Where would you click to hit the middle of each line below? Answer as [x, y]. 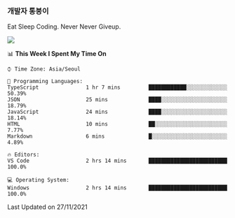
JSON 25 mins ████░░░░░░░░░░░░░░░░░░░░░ [117, 100]
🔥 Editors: [23, 155]
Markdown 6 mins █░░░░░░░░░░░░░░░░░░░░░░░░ [117, 137]
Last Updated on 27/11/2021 [47, 207]
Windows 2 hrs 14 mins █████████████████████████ [117, 188]
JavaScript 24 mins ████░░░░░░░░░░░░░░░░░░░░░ [117, 112]
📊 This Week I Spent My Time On [57, 54]
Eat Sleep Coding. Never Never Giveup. [64, 27]
